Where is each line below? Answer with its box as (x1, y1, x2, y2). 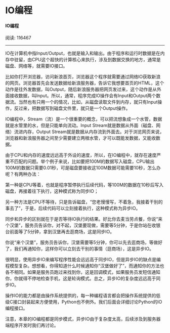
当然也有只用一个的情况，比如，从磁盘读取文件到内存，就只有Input (18, 99, 158, 105)
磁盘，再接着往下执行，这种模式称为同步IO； (5, 188, 99, 194)
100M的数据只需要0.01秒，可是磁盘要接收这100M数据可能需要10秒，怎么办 (5, 165, 161, 171)
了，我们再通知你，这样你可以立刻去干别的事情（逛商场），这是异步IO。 (5, 246, 154, 252)
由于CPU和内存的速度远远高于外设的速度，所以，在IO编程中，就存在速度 (5, 152, 157, 158)
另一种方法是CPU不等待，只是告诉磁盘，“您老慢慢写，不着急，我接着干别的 (5, 199, 163, 205)
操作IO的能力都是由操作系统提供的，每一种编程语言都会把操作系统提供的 (5, 293, 156, 299)
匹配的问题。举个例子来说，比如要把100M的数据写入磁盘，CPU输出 (14, 158, 155, 164)
